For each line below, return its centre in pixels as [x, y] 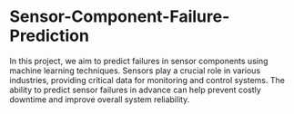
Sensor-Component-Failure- [120, 17]
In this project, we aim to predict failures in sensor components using [139, 61]
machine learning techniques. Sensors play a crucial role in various [135, 71]
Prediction [49, 36]
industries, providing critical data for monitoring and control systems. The [147, 80]
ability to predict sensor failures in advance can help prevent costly [135, 90]
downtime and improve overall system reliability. [100, 99]
